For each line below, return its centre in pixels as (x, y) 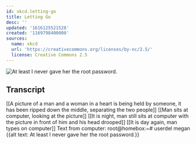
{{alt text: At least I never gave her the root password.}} (73, 135)
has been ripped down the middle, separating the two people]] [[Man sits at (97, 110)
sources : (17, 38)
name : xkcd (25, 44)
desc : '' (17, 22)
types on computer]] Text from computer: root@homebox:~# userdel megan (98, 128)
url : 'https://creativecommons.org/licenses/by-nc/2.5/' (82, 50)
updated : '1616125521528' (37, 28)
